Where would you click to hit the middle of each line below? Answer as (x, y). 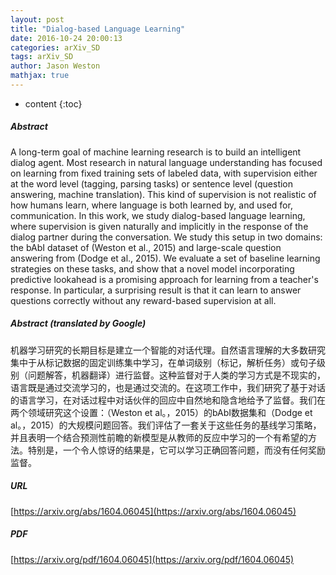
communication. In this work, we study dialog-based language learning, (158, 215)
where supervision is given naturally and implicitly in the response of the (159, 226)
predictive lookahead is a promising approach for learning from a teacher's (164, 279)
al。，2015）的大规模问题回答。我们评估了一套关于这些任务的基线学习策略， (166, 425)
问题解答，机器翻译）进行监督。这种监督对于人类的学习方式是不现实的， (176, 375)
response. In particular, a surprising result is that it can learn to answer (156, 290)
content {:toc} (53, 103)
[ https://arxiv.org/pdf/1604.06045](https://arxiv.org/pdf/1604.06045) (152, 559)
